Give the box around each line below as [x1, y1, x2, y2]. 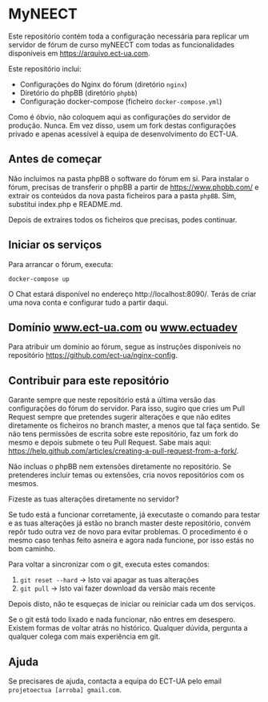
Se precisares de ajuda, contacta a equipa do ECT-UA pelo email [8, 676, 222, 686]
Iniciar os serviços [8, 238, 102, 252]
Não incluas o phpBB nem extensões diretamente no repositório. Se [8, 462, 232, 472]
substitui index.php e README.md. [8, 199, 123, 209]
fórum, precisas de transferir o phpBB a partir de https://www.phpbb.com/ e [8, 182, 259, 192]
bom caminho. [8, 544, 56, 554]
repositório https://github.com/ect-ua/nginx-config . [8, 351, 178, 360]
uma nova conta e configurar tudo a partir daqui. [8, 298, 169, 307]
